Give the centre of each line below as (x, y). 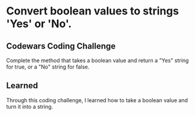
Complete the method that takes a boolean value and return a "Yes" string (97, 60)
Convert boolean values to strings (92, 11)
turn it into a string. (30, 106)
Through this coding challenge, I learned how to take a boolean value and (97, 100)
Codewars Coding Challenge (61, 46)
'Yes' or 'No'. (39, 24)
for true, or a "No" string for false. (48, 67)
